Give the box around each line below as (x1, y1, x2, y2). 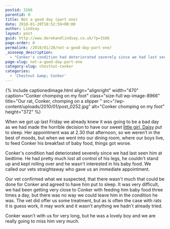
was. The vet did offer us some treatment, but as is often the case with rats (5, 197, 162, 203)
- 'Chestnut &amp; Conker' (10, 73, 67, 79)
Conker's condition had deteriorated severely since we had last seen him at (5, 150, 162, 156)
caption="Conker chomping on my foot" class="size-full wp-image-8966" (5, 92, 160, 99)
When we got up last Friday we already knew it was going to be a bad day (5, 119, 159, 125)
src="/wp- (103, 98, 125, 104)
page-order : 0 (5, 41, 35, 46)
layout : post (5, 31, 33, 36)
